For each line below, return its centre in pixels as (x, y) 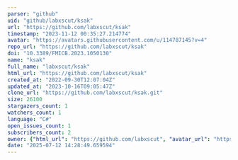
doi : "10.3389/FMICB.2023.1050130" (60, 54)
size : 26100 (25, 100)
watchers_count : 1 (34, 113)
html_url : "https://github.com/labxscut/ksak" (77, 73)
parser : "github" (33, 14)
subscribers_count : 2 (39, 132)
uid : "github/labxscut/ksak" (50, 21)
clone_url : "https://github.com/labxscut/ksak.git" (85, 93)
